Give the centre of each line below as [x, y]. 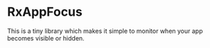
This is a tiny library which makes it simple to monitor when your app [105, 31]
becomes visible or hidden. [46, 38]
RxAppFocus [45, 12]
